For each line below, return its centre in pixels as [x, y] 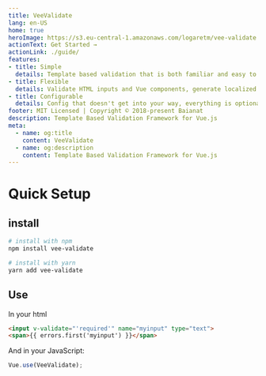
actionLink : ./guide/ [44, 52]
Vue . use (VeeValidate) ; [46, 365]
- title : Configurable [46, 96]
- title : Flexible [38, 81]
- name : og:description [54, 148]
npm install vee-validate [51, 249]
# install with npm [40, 242]
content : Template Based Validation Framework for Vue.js [120, 155]
